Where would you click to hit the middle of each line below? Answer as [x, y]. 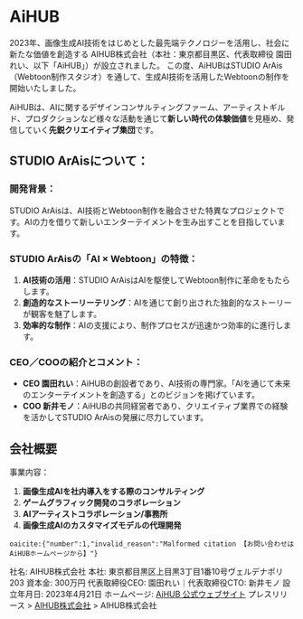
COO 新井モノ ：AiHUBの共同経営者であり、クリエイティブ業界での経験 [155, 406]
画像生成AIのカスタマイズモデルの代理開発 [102, 525]
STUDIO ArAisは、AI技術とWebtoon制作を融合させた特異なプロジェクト [143, 211]
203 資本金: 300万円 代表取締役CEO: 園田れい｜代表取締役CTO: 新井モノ [145, 583]
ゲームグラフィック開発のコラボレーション [101, 502]
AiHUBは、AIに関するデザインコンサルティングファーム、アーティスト [139, 107]
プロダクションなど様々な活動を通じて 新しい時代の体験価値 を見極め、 [156, 118]
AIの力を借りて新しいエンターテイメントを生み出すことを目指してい [151, 221]
